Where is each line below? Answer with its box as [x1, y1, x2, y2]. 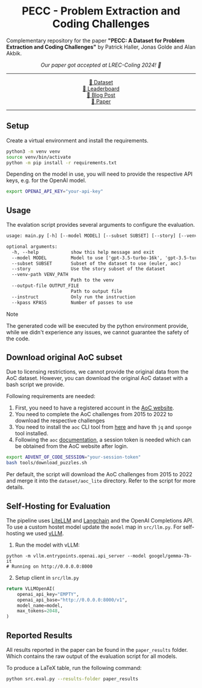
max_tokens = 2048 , [17, 608, 61, 614]
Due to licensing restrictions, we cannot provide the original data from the [6, 368, 189, 375]
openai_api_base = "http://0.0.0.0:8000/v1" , [17, 597, 128, 603]
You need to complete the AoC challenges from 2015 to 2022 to [14, 411, 173, 418]
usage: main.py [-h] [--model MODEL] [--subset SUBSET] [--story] [6, 233, 176, 239]
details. [6, 484, 25, 491]
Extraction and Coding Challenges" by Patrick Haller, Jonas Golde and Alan [6, 43, 196, 51]
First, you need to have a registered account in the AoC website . [14, 404, 174, 411]
